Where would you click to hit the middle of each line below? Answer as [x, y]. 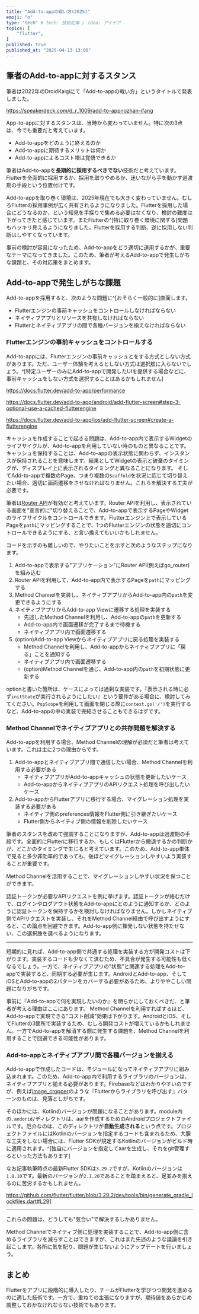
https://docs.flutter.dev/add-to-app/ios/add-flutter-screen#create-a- [90, 419]
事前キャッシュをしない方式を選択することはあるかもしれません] [85, 378]
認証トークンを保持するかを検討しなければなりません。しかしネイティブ [104, 911]
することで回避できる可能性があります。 [60, 1038]
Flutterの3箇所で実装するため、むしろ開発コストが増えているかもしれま [98, 1023]
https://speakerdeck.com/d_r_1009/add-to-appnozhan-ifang [80, 110]
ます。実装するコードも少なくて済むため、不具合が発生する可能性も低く [104, 959]
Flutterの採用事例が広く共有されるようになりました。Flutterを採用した [97, 205]
